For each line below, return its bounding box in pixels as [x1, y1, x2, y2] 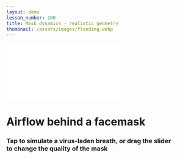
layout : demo [6, 9, 40, 15]
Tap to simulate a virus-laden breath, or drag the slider [6, 137, 172, 146]
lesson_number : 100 [6, 15, 56, 21]
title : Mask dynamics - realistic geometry [6, 20, 119, 26]
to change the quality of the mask [6, 144, 108, 153]
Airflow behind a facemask [6, 115, 146, 129]
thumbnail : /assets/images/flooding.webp [6, 26, 114, 32]
